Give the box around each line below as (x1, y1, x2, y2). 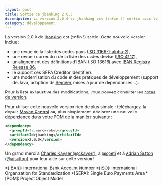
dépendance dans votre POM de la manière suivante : (5, 114, 113, 120)
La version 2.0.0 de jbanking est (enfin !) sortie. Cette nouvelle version (5, 34, 146, 40)
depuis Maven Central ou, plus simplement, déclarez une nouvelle (5, 109, 137, 115)
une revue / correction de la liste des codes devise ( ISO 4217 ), (12, 54, 137, 60)
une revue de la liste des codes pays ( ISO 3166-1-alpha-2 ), (12, 49, 130, 55)
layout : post (5, 7, 32, 12)
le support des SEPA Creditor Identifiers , (12, 69, 93, 75)
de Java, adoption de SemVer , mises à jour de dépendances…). (12, 80, 140, 86)
